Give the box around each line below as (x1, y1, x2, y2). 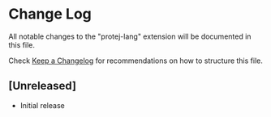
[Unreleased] (8, 79, 77, 93)
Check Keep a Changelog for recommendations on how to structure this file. (8, 56, 264, 65)
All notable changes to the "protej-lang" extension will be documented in (8, 31, 252, 41)
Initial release (19, 100, 65, 110)
